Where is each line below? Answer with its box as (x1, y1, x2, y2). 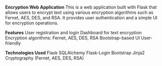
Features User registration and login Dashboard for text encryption (5, 30, 142, 35)
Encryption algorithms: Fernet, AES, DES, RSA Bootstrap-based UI (5, 35, 140, 41)
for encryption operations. (5, 20, 58, 26)
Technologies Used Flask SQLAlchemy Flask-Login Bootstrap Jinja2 (5, 50, 145, 56)
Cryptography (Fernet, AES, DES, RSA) (5, 55, 84, 61)
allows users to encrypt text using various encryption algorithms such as (5, 9, 154, 15)
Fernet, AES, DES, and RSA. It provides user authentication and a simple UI (5, 15, 158, 20)
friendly (5, 40, 21, 46)
